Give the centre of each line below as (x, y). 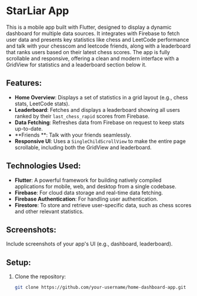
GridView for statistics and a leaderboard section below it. (76, 64)
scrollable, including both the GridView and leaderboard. (83, 147)
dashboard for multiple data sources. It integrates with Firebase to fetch (93, 33)
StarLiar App (38, 11)
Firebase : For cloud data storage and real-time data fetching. (89, 192)
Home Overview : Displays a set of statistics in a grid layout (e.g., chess (101, 97)
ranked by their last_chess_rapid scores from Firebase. (82, 116)
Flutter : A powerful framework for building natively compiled (88, 180)
